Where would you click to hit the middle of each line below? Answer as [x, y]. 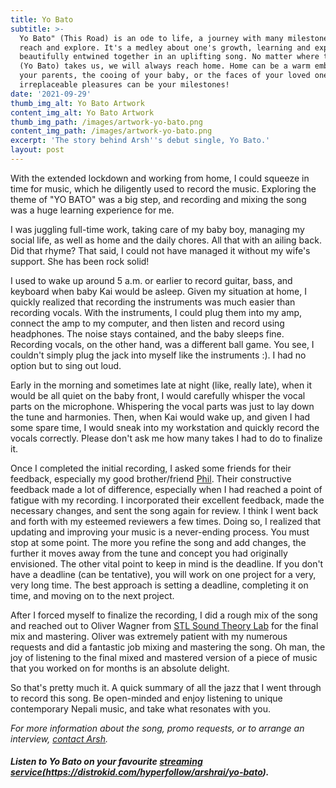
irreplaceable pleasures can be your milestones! [124, 85]
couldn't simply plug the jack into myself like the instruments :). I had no [158, 355]
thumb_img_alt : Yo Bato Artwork [77, 103]
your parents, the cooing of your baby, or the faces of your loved [165, 76]
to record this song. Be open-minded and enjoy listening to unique [146, 698]
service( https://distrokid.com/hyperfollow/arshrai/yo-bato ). [140, 772]
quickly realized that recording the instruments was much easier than [153, 302]
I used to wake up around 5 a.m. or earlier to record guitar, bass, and [151, 280]
